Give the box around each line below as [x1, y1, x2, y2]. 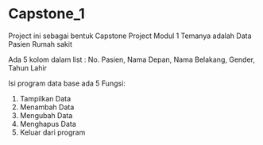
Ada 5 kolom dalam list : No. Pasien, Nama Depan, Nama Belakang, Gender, [8, 55, 256, 64]
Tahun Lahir [8, 63, 48, 72]
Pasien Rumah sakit [8, 39, 73, 48]
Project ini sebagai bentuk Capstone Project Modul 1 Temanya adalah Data [8, 31, 252, 40]
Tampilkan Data [19, 93, 72, 103]
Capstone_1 [8, 5, 85, 23]
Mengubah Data [19, 110, 73, 120]
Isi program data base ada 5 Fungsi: [8, 78, 126, 88]
